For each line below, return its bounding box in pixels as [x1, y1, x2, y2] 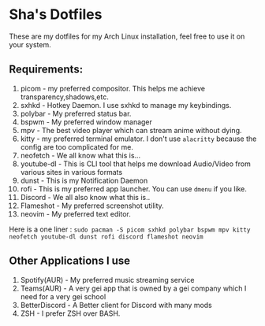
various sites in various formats [20, 167, 123, 176]
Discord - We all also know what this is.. [20, 192, 151, 202]
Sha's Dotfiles [9, 6, 103, 24]
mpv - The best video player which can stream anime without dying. [20, 125, 242, 135]
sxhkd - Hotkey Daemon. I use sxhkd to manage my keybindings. [20, 100, 232, 109]
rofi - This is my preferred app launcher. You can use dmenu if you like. [20, 183, 247, 194]
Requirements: [9, 63, 84, 76]
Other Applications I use [9, 254, 131, 268]
